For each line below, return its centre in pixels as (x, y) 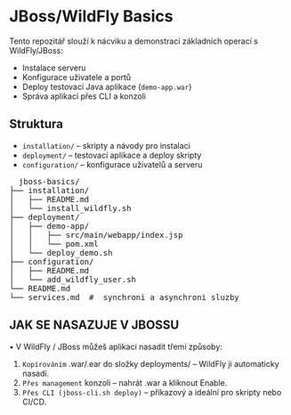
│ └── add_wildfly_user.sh (73, 279)
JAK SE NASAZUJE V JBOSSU (94, 325)
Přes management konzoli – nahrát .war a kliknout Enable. (125, 382)
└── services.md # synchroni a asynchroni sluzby (125, 297)
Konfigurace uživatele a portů (77, 77)
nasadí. (36, 373)
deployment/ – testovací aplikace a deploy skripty (112, 155)
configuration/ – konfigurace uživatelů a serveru (112, 164)
